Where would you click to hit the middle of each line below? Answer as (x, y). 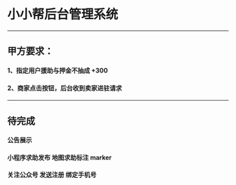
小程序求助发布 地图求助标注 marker (60, 157)
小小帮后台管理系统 (63, 14)
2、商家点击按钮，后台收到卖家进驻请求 (65, 88)
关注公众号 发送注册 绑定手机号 (52, 175)
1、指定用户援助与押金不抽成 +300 (58, 70)
